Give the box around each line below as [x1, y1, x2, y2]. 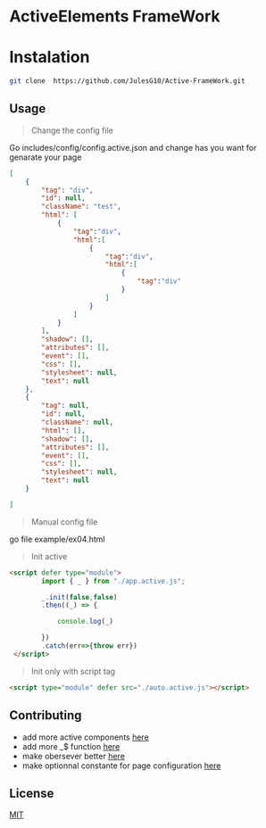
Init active [30, 551, 68, 561]
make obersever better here [21, 750, 125, 761]
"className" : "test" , [41, 203, 122, 211]
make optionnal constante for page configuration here [21, 760, 221, 771]
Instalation [9, 47, 90, 68]
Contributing [9, 708, 82, 724]
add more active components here [21, 732, 149, 742]
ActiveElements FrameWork [9, 6, 220, 27]
